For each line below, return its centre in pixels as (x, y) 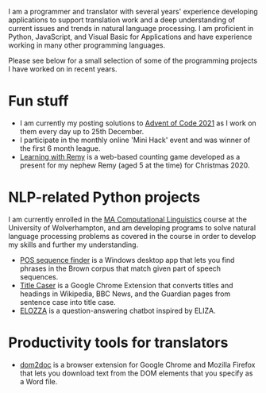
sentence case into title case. (68, 302)
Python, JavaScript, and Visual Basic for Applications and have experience (130, 37)
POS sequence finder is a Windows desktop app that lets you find (127, 260)
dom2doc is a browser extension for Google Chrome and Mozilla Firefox (137, 364)
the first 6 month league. (60, 148)
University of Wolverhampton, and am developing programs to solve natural (132, 227)
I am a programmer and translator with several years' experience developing (133, 12)
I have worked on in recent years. (63, 69)
